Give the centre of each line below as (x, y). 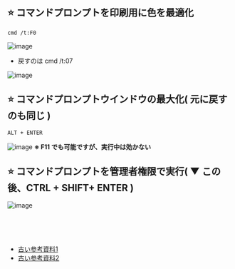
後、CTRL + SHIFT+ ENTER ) (70, 188)
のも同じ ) (29, 116)
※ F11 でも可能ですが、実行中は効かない (93, 147)
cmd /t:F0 (22, 33)
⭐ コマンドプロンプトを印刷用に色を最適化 (101, 13)
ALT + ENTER (25, 133)
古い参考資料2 (38, 258)
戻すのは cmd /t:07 (45, 61)
